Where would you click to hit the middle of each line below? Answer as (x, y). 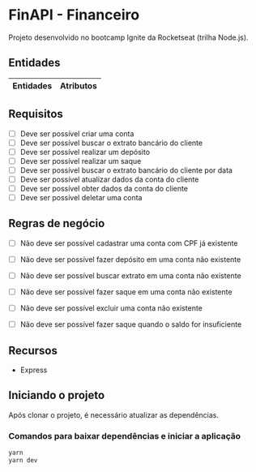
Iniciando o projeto (57, 395)
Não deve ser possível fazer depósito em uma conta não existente (130, 259)
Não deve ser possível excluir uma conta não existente (111, 308)
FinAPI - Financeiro (74, 15)
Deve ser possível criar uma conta (77, 133)
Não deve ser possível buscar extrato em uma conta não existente (130, 276)
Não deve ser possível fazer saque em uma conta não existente (126, 292)
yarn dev (23, 461)
